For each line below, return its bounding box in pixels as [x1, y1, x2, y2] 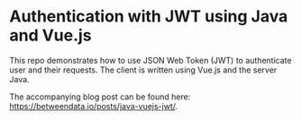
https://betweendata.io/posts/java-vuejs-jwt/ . [9, 100, 178, 111]
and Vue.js [9, 25, 92, 46]
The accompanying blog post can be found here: [9, 91, 191, 102]
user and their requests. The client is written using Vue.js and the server [9, 64, 278, 75]
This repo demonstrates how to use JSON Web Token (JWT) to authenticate [9, 55, 292, 65]
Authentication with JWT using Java [9, 6, 288, 27]
